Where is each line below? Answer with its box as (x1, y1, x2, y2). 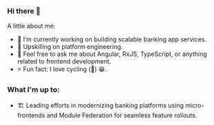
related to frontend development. (17, 57, 112, 66)
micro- (185, 101, 205, 109)
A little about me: (7, 22, 56, 30)
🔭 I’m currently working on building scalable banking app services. (17, 35, 207, 44)
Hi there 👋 (7, 6, 41, 16)
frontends (17, 110, 46, 119)
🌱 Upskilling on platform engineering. (17, 43, 123, 51)
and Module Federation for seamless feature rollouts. (46, 110, 197, 119)
